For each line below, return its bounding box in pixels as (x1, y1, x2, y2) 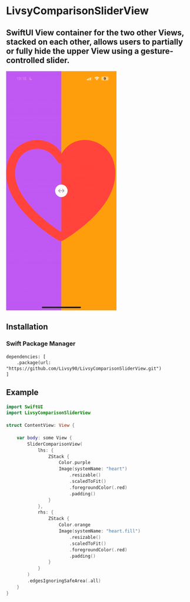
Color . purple (58, 460, 91, 466)
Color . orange (58, 522, 91, 528)
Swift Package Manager (6, 340, 76, 348)
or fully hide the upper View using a (6, 46, 139, 56)
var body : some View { (16, 435, 72, 440)
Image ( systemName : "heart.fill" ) (58, 528, 141, 534)
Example (6, 387, 39, 397)
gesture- (140, 46, 174, 56)
